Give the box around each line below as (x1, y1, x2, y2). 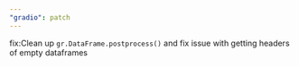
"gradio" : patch (9, 13, 70, 22)
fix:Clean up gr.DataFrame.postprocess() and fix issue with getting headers (9, 38, 291, 48)
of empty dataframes (9, 46, 89, 58)
